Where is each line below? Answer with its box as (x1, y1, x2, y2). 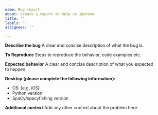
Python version (12, 90, 43, 96)
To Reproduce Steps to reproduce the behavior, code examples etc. (5, 52, 141, 58)
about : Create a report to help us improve (5, 12, 95, 16)
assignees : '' (5, 25, 34, 30)
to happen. (5, 66, 27, 72)
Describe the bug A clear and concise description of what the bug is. (5, 43, 144, 48)
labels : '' (5, 20, 27, 26)
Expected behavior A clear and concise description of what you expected (5, 61, 154, 67)
